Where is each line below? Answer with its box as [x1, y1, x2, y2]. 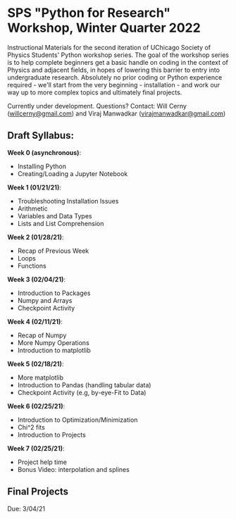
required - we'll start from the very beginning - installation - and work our [7, 80, 221, 89]
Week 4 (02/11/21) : [7, 317, 63, 325]
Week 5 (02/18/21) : [7, 359, 64, 368]
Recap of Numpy [17, 331, 67, 339]
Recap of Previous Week [17, 246, 89, 255]
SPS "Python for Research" [7, 5, 171, 21]
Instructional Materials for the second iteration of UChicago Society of [7, 43, 211, 51]
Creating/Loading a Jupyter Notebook [17, 169, 128, 177]
